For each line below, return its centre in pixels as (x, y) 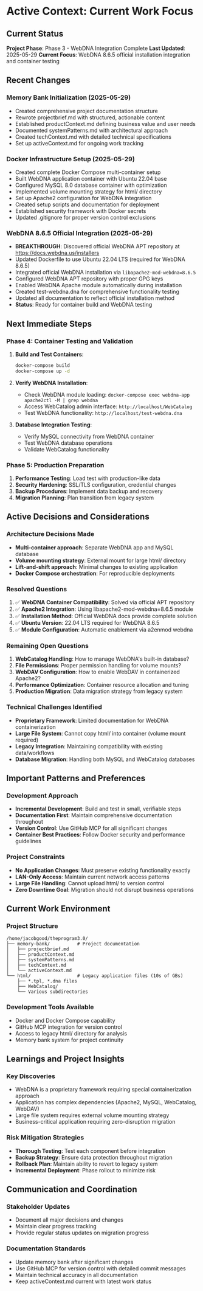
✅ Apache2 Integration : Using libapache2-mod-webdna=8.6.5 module (104, 609)
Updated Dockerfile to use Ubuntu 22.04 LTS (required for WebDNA (100, 259)
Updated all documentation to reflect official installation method (95, 298)
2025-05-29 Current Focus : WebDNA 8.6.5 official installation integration (98, 55)
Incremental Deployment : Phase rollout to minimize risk (85, 1170)
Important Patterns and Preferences (76, 778)
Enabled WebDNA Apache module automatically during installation (98, 285)
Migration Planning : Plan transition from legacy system (84, 498)
